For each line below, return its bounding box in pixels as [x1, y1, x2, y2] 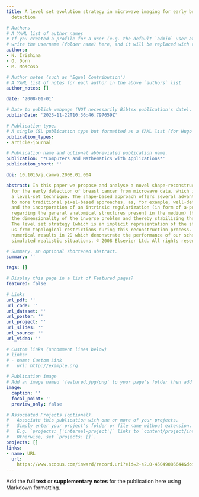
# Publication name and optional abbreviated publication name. [6, 150, 168, 156]
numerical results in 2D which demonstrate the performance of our [11, 232, 182, 238]
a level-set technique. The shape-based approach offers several [11, 193, 176, 199]
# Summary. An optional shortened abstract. [6, 249, 118, 254]
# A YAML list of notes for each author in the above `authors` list [6, 79, 182, 86]
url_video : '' [6, 336, 41, 342]
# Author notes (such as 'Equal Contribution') [6, 74, 126, 80]
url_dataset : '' [6, 308, 46, 314]
